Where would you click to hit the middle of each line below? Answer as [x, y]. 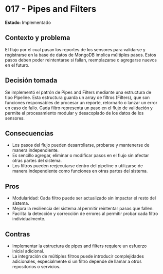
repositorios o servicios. [36, 266]
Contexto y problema [38, 38]
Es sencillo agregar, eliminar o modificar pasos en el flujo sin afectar [81, 156]
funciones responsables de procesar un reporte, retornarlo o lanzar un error [81, 102]
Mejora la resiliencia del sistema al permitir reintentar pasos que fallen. [83, 209]
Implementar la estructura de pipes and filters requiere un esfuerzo [79, 246]
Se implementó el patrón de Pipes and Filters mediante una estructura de [78, 92]
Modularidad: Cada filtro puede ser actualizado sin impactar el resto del [84, 198]
